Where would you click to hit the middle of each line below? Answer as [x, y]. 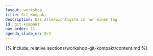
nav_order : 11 [20, 29]
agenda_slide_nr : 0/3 [28, 34]
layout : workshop [24, 10]
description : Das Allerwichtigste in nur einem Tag [61, 19]
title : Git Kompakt [26, 15]
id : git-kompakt [22, 24]
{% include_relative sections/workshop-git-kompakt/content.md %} [76, 48]
